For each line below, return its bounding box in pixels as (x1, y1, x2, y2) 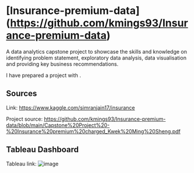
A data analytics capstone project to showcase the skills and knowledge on (6, 48, 188, 55)
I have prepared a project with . (6, 72, 81, 79)
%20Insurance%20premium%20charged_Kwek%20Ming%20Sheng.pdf (6, 128, 181, 135)
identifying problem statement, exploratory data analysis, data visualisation (6, 54, 187, 61)
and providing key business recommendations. (6, 60, 119, 68)
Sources (6, 89, 37, 98)
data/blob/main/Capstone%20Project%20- (6, 121, 110, 129)
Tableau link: (6, 160, 37, 167)
